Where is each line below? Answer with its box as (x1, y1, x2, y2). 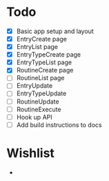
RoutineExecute (16, 105, 61, 113)
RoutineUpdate (16, 97, 59, 106)
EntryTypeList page (16, 58, 72, 66)
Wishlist (6, 145, 54, 161)
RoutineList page (16, 74, 65, 82)
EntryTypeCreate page (16, 50, 81, 59)
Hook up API (16, 113, 52, 121)
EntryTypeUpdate (16, 89, 67, 97)
